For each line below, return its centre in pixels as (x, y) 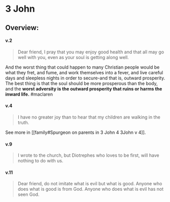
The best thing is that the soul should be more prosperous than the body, (82, 83)
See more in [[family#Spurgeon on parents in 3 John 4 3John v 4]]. (76, 132)
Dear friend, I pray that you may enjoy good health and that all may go (91, 52)
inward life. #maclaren (29, 94)
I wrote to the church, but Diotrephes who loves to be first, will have (89, 155)
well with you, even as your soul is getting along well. (73, 57)
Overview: (22, 28)
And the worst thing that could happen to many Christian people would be (82, 67)
